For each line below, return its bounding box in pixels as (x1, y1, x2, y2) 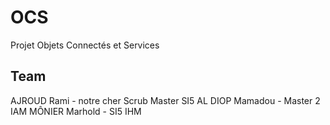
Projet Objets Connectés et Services (10, 39, 160, 51)
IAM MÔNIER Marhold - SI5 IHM (10, 105, 142, 117)
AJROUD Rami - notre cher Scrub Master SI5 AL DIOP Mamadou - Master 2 (10, 94, 321, 106)
